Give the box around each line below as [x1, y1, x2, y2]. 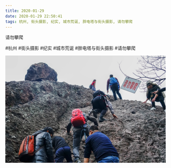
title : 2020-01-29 [5, 8, 44, 13]
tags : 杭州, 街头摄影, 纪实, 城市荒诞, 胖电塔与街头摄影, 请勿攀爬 [5, 19, 133, 24]
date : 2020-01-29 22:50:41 [5, 13, 63, 19]
